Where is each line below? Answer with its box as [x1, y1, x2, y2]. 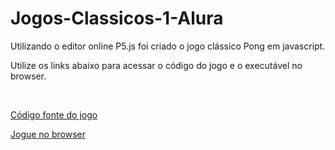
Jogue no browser [10, 128, 86, 140]
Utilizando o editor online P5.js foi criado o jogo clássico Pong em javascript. [10, 40, 326, 52]
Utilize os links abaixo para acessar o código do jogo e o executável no [10, 59, 303, 71]
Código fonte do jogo [10, 108, 98, 121]
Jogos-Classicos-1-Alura [10, 7, 224, 30]
